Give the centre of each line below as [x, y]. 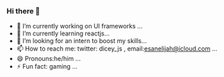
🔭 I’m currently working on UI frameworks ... [79, 26]
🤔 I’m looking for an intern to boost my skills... [81, 41]
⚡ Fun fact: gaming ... [47, 67]
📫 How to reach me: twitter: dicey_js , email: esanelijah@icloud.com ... [117, 49]
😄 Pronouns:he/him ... [49, 59]
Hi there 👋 [24, 11]
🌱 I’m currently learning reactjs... [63, 33]
